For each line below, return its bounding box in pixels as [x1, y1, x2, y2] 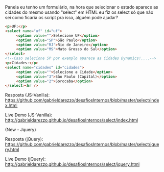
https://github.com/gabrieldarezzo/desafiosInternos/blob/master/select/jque [5, 142, 160, 147]
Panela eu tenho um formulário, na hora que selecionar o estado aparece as [5, 4, 158, 10]
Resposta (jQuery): [5, 136, 43, 142]
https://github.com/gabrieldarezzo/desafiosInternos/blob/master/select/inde [5, 98, 160, 103]
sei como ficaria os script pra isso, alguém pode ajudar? [5, 15, 118, 20]
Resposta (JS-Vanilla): [5, 92, 50, 98]
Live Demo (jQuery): [5, 156, 46, 162]
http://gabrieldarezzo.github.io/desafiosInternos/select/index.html [5, 117, 138, 123]
